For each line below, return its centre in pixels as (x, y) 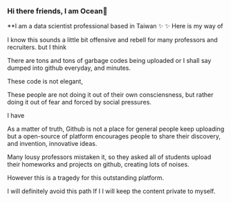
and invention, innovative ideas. (52, 144)
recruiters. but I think (37, 47)
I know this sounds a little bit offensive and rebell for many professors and (112, 40)
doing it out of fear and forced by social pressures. (80, 102)
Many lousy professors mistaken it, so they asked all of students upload (109, 157)
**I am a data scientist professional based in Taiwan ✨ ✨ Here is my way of (115, 26)
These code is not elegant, (45, 82)
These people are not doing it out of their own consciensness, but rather (110, 95)
